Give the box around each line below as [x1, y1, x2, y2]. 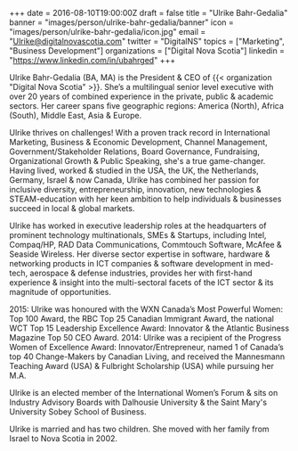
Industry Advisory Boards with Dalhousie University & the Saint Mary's [9, 397, 268, 407]
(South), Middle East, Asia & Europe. [9, 111, 142, 120]
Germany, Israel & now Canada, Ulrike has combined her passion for [9, 175, 260, 185]
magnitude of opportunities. [9, 287, 111, 297]
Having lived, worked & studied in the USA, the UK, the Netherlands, [9, 165, 260, 176]
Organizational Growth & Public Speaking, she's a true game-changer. [9, 156, 266, 166]
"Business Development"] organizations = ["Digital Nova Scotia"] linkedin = [9, 45, 286, 56]
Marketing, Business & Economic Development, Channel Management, [9, 137, 269, 147]
